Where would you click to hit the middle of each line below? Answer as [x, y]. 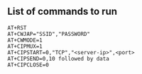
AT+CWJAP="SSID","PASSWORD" [49, 34]
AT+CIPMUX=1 [25, 46]
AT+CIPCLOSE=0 [28, 65]
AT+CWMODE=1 [25, 40]
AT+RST [17, 27]
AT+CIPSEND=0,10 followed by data [59, 58]
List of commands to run [62, 12]
